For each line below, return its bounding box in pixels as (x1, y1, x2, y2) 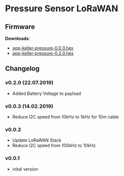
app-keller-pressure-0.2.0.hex (12, 50, 74, 56)
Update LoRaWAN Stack (12, 137, 62, 143)
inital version (12, 166, 38, 172)
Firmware (5, 23, 35, 31)
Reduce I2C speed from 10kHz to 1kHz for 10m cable (12, 114, 119, 119)
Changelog (5, 64, 40, 73)
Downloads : (5, 35, 31, 41)
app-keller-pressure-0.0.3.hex (12, 45, 74, 51)
